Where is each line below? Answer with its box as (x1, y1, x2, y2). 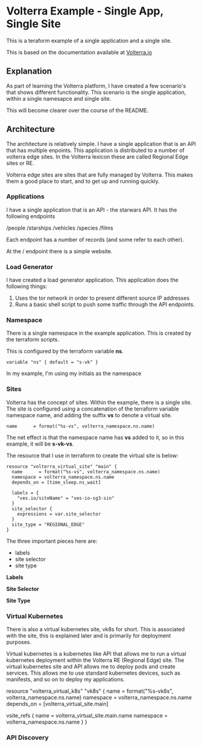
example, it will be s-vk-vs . (6, 440, 74, 447)
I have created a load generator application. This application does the (6, 276, 179, 284)
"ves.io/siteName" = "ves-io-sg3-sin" (17, 495, 115, 501)
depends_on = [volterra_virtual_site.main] (6, 701, 109, 708)
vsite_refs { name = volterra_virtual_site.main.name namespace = (6, 712, 168, 719)
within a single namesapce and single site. (6, 95, 112, 102)
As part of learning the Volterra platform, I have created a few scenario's (6, 82, 186, 89)
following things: (6, 283, 48, 290)
